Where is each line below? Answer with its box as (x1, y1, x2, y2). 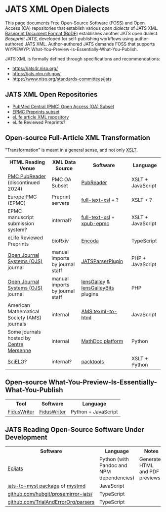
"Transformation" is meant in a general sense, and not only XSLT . (5, 147, 138, 153)
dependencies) (99, 474, 135, 481)
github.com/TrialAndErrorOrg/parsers (7, 499, 95, 506)
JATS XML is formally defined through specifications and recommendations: (5, 56, 161, 61)
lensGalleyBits (81, 284, 115, 291)
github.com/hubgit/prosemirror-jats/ (7, 491, 93, 498)
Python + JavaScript (71, 408, 118, 415)
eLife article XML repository (12, 114, 69, 120)
